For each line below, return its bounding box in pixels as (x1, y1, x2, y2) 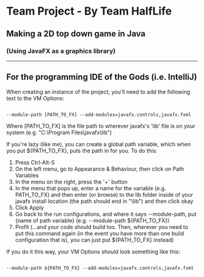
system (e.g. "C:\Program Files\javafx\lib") (6, 129, 112, 136)
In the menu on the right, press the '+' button (15, 178, 127, 185)
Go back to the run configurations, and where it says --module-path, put (15, 210, 197, 217)
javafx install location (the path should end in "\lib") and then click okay (15, 197, 194, 205)
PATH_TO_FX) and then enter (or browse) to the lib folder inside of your (15, 191, 193, 198)
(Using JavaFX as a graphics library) (6, 47, 116, 55)
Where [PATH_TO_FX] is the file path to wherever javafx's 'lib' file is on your (6, 122, 195, 129)
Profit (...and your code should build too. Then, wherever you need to (15, 223, 188, 230)
